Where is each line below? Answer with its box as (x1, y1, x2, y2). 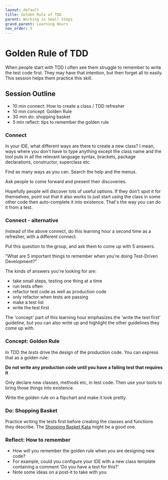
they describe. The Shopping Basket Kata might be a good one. (5, 424, 136, 430)
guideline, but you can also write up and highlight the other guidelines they (5, 320, 159, 326)
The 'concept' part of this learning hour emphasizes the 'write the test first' (5, 314, 161, 321)
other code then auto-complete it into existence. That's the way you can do (5, 199, 161, 205)
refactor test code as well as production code (12, 289, 107, 295)
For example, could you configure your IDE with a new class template (12, 458, 155, 464)
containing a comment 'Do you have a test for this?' (12, 464, 119, 470)
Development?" (5, 259, 38, 265)
